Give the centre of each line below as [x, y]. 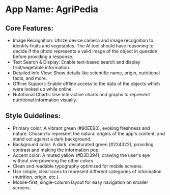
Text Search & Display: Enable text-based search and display [77, 62]
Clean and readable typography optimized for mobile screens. [78, 166]
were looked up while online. [42, 89]
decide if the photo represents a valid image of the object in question [85, 51]
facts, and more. [30, 78]
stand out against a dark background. [52, 139]
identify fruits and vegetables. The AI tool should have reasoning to [83, 46]
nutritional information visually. [45, 100]
